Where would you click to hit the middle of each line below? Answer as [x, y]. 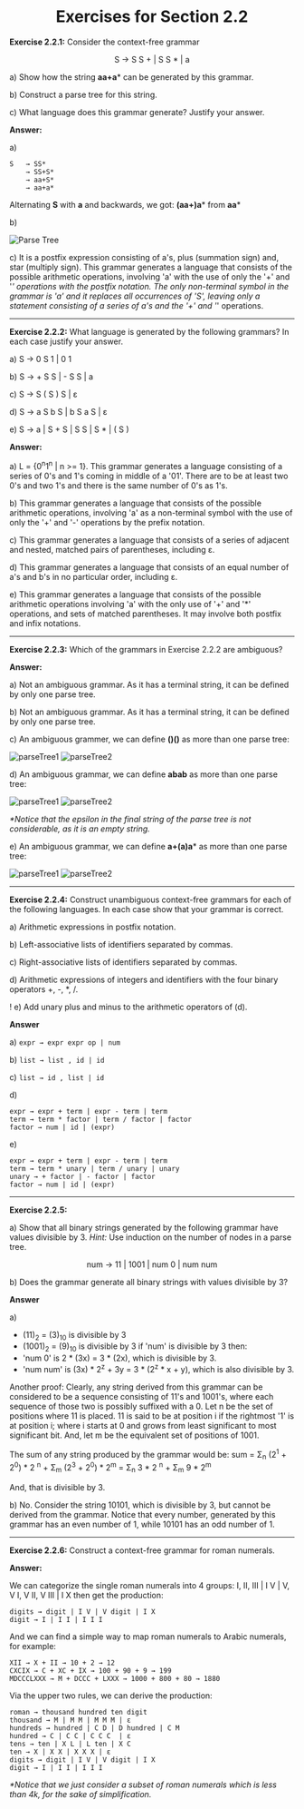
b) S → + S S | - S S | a [51, 376]
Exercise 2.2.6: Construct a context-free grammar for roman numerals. [142, 1550]
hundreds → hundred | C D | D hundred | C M [95, 1728]
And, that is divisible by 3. [57, 1487]
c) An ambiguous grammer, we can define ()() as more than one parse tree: [149, 739]
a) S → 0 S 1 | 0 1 [41, 359]
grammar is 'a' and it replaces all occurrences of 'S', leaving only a [135, 296]
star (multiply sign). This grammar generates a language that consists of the [151, 267]
